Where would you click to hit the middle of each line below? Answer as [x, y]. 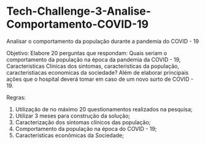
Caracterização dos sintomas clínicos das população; [83, 122]
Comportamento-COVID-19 [78, 24]
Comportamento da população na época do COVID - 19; [86, 128]
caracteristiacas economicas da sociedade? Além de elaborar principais [98, 72]
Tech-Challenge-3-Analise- [79, 11]
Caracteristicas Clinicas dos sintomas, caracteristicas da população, [93, 66]
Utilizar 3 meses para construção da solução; [73, 116]
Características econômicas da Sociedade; [69, 135]
